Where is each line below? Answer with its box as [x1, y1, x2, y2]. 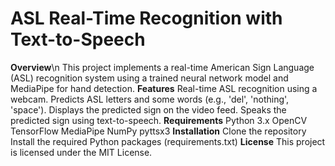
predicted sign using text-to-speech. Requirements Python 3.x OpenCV [10, 114, 308, 126]
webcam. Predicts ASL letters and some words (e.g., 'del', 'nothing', [10, 93, 290, 105]
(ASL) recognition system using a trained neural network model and [10, 72, 289, 84]
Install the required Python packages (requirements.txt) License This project [10, 135, 326, 147]
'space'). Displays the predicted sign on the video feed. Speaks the [10, 103, 287, 116]
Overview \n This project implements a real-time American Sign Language [10, 61, 315, 73]
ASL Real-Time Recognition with [10, 7, 283, 30]
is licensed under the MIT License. [10, 146, 153, 158]
